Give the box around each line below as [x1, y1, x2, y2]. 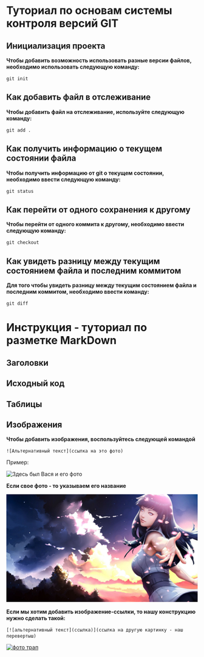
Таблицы [6, 399, 42, 409]
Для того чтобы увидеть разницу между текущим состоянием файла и [6, 281, 197, 289]
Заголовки [6, 357, 49, 368]
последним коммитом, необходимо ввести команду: [6, 288, 150, 295]
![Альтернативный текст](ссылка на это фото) [6, 448, 123, 454]
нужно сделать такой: [6, 614, 66, 622]
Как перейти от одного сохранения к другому [6, 204, 191, 215]
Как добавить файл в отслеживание [6, 92, 151, 103]
